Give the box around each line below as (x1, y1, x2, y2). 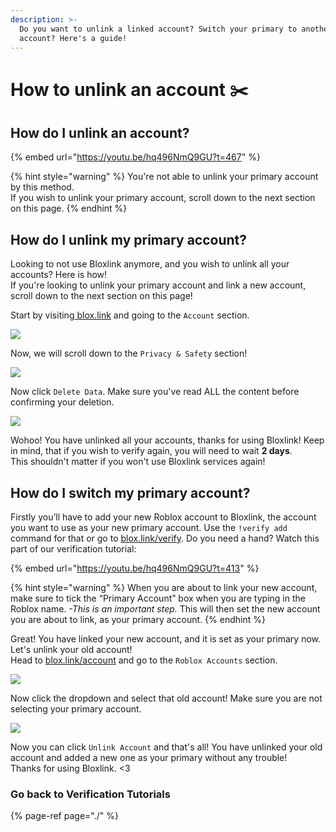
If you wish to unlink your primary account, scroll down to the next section (10, 192, 316, 204)
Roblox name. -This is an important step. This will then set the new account (10, 603, 321, 615)
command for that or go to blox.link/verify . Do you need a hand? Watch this (10, 532, 320, 544)
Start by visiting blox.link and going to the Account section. (10, 309, 250, 321)
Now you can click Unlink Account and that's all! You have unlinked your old (10, 741, 323, 753)
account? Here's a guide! (19, 33, 128, 43)
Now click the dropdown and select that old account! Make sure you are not (10, 692, 323, 704)
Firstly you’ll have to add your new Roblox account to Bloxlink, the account (10, 511, 317, 523)
